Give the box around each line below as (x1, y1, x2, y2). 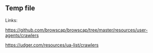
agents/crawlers (5, 32, 39, 38)
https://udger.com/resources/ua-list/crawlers (5, 42, 99, 48)
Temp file (5, 4, 35, 12)
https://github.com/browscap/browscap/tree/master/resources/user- (5, 27, 148, 33)
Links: (5, 17, 18, 23)
